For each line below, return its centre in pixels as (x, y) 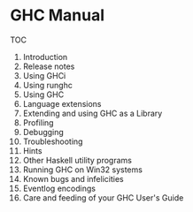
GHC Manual (58, 15)
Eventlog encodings (59, 188)
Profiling (38, 122)
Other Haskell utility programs (77, 160)
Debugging (43, 132)
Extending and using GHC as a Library (93, 113)
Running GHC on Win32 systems (82, 170)
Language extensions (62, 103)
